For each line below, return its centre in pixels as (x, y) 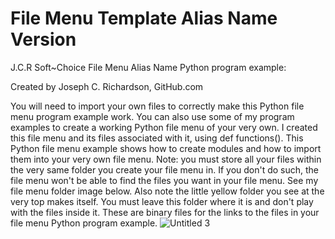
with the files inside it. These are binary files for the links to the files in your (165, 212)
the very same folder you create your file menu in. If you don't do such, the (165, 169)
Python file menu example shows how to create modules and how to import (166, 148)
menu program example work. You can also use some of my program (152, 116)
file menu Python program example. (84, 223)
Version (43, 39)
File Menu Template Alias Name (144, 18)
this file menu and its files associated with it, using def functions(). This (157, 138)
